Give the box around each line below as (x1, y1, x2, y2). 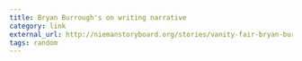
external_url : (9, 30, 63, 39)
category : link (9, 22, 67, 30)
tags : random (9, 38, 58, 48)
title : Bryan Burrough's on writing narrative (9, 13, 187, 22)
